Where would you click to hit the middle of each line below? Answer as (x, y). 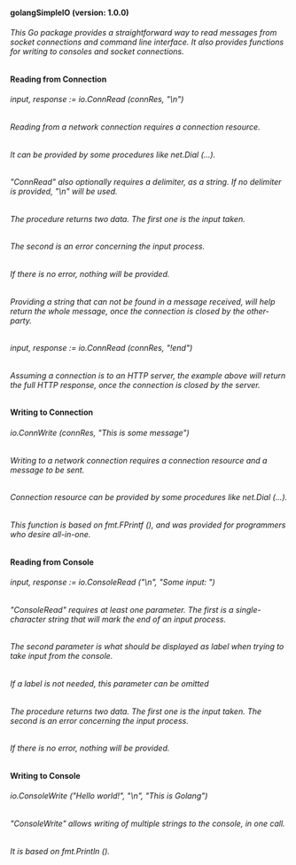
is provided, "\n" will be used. (64, 192)
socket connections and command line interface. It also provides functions (147, 42)
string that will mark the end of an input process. (137, 619)
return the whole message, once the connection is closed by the (128, 311)
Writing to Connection (52, 412)
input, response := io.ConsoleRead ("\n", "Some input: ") (113, 583)
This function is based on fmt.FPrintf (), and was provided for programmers (148, 525)
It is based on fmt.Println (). (60, 851)
